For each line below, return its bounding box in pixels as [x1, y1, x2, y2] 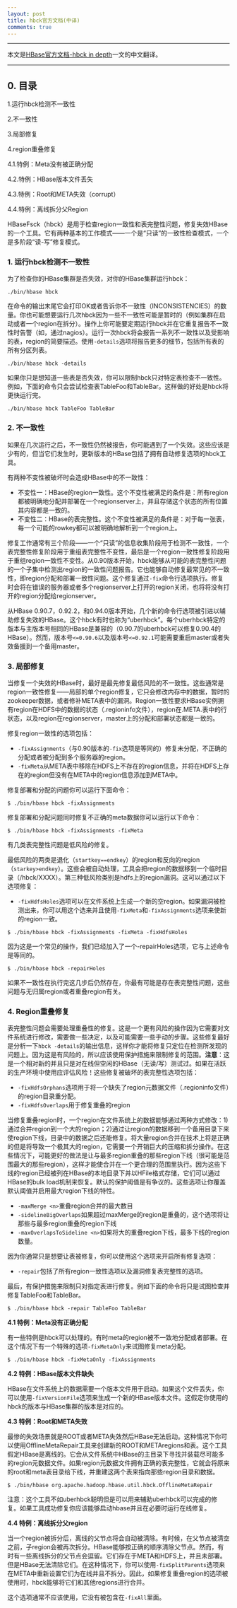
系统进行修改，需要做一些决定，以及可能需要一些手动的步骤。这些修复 [13, 1033, 217, 1042]
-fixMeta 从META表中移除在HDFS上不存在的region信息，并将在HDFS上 [17, 762, 224, 771]
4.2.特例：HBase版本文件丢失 [7, 175, 94, 184]
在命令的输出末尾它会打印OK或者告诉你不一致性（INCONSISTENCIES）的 [7, 302, 221, 310]
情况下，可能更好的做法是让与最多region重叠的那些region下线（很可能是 [13, 1151, 224, 1160]
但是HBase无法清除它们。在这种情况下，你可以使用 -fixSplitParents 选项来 [7, 1561, 226, 1569]
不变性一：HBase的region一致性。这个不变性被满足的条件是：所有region [17, 488, 229, 496]
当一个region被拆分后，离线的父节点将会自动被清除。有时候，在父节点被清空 [7, 1534, 230, 1542]
